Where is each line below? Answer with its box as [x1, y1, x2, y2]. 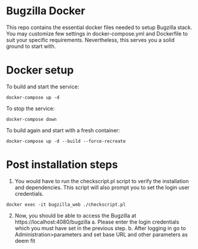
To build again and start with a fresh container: [6, 126, 120, 134]
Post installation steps [6, 158, 119, 171]
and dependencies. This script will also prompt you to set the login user [14, 184, 190, 191]
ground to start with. [6, 43, 56, 50]
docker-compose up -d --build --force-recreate [6, 138, 126, 144]
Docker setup [6, 63, 74, 77]
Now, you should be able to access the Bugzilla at [14, 212, 136, 219]
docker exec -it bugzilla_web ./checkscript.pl [6, 202, 126, 207]
